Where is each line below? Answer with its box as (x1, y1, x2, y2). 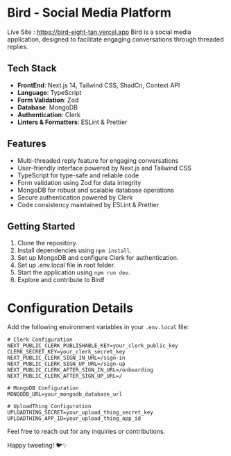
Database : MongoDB (17, 103, 78, 112)
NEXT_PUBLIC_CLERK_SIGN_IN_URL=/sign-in (7, 355, 126, 362)
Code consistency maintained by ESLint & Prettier (17, 200, 160, 209)
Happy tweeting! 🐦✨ (7, 441, 68, 450)
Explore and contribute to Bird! (17, 276, 105, 284)
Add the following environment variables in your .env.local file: (7, 323, 189, 331)
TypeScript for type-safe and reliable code (17, 171, 139, 179)
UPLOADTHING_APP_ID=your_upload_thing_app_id (7, 415, 141, 422)
